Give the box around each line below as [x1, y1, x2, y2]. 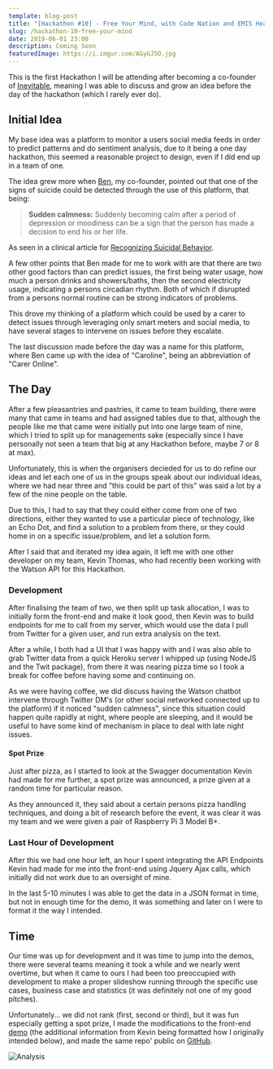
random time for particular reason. [8, 783, 123, 794]
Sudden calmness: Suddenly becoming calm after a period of [28, 209, 236, 219]
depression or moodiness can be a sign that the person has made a [28, 217, 254, 228]
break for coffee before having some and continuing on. [8, 670, 196, 680]
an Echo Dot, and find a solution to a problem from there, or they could [8, 522, 245, 532]
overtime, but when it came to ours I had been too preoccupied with [8, 968, 236, 978]
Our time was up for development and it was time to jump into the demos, [8, 951, 254, 961]
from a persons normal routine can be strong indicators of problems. [8, 292, 238, 302]
